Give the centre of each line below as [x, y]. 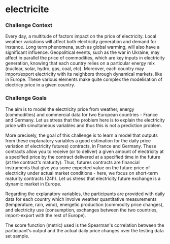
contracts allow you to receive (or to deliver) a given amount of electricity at [84, 151]
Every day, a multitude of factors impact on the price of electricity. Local [81, 36]
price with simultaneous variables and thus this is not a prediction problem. [84, 125]
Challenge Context [29, 25]
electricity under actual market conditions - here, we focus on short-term [82, 173]
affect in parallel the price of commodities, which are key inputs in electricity [85, 58]
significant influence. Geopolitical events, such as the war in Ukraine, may [82, 52]
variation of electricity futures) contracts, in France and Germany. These [81, 146]
